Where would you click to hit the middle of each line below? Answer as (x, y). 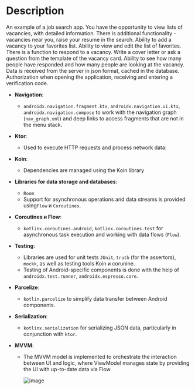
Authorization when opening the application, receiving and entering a (90, 77)
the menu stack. (43, 125)
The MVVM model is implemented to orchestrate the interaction (100, 357)
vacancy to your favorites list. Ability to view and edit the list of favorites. (94, 46)
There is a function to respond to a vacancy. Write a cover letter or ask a (93, 52)
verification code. (27, 83)
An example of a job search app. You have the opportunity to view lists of (95, 27)
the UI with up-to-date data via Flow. (68, 369)
